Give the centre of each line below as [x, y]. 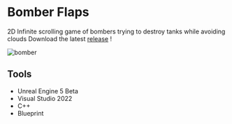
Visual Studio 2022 [45, 98]
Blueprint [30, 113]
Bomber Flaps [48, 12]
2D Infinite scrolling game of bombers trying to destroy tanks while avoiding [116, 31]
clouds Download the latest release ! [60, 38]
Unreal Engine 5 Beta [48, 91]
